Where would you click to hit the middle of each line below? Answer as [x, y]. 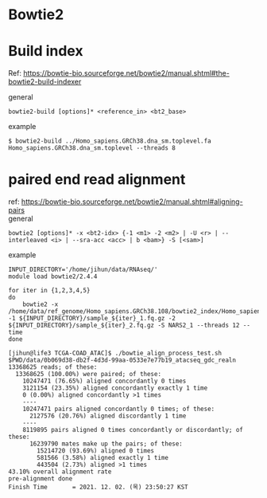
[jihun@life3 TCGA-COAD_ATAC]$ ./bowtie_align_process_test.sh [115, 353]
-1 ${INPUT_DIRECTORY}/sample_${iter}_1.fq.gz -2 [92, 319]
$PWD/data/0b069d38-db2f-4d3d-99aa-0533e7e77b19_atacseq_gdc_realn [122, 360]
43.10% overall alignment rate [60, 472]
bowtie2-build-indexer [45, 82]
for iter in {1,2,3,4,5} [49, 291]
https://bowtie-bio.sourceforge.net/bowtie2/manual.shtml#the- [127, 73]
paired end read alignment [97, 180]
